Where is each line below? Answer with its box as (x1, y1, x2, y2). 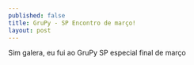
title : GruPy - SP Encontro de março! (8, 19, 136, 27)
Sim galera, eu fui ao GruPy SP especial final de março (8, 48, 186, 58)
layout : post (8, 26, 51, 34)
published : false (8, 11, 66, 20)
